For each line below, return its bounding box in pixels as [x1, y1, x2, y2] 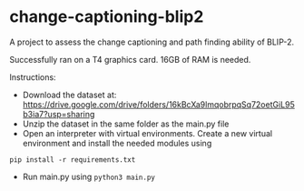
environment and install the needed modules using [22, 137, 212, 148]
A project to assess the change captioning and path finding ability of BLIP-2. [9, 36, 295, 47]
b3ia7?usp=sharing [22, 108, 95, 119]
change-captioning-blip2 [9, 6, 204, 27]
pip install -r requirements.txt [9, 155, 136, 165]
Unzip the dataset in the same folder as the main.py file [22, 118, 230, 129]
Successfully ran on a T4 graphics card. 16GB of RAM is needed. [9, 54, 251, 65]
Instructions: [9, 71, 56, 83]
